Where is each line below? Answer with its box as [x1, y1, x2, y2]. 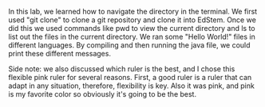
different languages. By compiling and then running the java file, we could [8, 40, 251, 50]
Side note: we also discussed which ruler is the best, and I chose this [8, 64, 235, 74]
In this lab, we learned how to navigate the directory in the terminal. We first [8, 7, 258, 16]
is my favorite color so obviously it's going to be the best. [8, 90, 197, 98]
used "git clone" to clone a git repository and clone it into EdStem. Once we [8, 15, 257, 25]
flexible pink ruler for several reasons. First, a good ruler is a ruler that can [8, 73, 252, 82]
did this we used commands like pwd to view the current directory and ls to [8, 24, 255, 32]
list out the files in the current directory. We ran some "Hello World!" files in [8, 32, 255, 41]
